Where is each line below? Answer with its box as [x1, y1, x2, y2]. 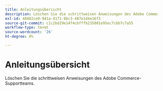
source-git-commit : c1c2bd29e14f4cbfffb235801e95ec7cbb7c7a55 [5, 20, 133, 26]
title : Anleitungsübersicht [5, 7, 62, 12]
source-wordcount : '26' [5, 30, 53, 34]
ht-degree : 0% [5, 34, 34, 39]
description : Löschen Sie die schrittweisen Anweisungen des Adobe [5, 12, 145, 16]
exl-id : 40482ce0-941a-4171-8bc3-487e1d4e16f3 [5, 16, 101, 21]
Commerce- [117, 75, 142, 81]
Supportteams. [5, 80, 35, 86]
